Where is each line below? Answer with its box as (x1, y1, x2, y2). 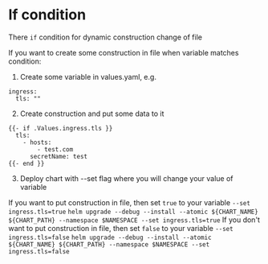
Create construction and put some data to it (19, 109, 164, 118)
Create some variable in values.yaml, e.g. (19, 72, 156, 81)
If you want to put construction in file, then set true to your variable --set (8, 197, 251, 207)
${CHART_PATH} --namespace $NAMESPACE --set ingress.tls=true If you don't (8, 215, 261, 225)
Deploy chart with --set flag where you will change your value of (19, 173, 234, 183)
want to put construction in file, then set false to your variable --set (8, 223, 234, 233)
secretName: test (29, 152, 88, 160)
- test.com (37, 145, 74, 154)
